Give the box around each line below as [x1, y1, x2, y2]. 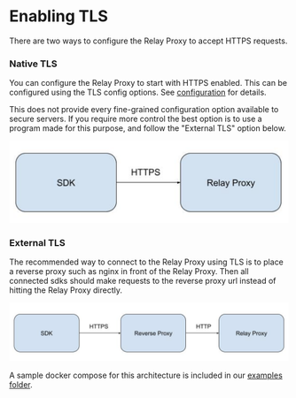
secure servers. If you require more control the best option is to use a [9, 113, 263, 125]
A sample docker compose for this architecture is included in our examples [9, 370, 284, 380]
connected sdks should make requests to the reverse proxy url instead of [9, 276, 277, 287]
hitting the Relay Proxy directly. [9, 285, 122, 295]
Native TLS [9, 57, 58, 70]
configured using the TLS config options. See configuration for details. [9, 87, 268, 98]
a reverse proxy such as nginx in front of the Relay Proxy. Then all [9, 266, 250, 277]
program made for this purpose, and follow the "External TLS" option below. [9, 123, 286, 134]
